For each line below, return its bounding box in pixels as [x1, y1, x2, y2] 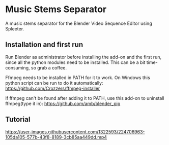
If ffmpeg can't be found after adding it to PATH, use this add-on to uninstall [5, 95, 164, 101]
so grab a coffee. [31, 64, 67, 70]
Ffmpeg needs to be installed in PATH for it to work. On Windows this [5, 75, 150, 81]
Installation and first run [5, 41, 83, 49]
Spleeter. [5, 25, 24, 31]
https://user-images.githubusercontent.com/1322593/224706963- [5, 128, 145, 135]
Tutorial [5, 115, 31, 124]
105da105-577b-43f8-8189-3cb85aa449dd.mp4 [5, 134, 107, 140]
